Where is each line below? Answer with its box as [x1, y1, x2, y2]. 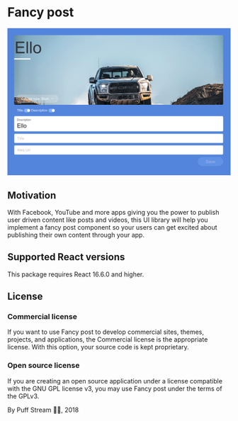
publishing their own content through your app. [7, 230, 145, 239]
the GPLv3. [7, 391, 40, 400]
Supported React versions [7, 251, 125, 263]
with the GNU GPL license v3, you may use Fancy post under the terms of [7, 384, 222, 393]
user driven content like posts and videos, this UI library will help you [7, 215, 208, 224]
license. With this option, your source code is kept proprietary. [7, 343, 189, 352]
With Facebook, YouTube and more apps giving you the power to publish [7, 208, 220, 216]
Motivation [7, 189, 57, 201]
